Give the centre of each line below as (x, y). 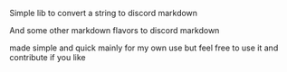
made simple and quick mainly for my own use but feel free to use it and (144, 48)
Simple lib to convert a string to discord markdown (103, 13)
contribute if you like (48, 57)
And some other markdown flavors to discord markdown (115, 30)
